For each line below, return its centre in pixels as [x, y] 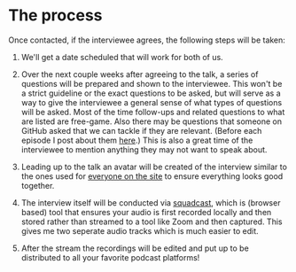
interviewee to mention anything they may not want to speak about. [144, 149]
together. [38, 185]
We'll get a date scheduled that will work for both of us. [122, 57]
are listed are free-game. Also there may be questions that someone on [152, 121]
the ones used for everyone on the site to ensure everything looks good [152, 176]
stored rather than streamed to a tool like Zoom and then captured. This [152, 221]
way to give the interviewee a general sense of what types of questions [152, 102]
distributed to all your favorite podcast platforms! [110, 257]
